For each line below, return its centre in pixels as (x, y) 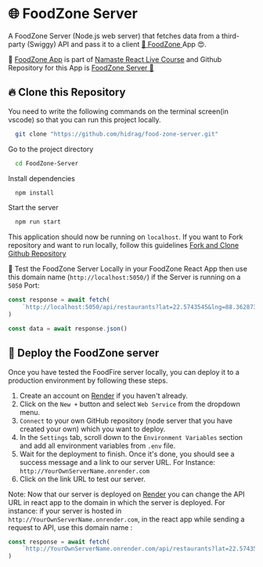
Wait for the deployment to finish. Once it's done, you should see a (127, 454)
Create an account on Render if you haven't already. (103, 395)
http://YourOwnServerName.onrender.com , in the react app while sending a (126, 519)
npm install (35, 193)
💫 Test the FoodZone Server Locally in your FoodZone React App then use (128, 269)
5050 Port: (24, 285)
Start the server (33, 208)
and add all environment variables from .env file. (97, 445)
